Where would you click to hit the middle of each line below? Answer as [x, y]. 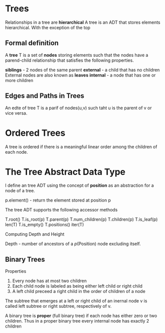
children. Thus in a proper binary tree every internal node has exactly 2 [77, 321]
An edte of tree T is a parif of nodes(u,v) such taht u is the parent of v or [78, 108]
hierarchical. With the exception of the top [48, 27]
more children [19, 80]
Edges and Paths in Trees [45, 96]
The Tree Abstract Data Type [65, 172]
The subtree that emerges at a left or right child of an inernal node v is [76, 301]
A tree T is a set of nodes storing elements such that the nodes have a [77, 55]
